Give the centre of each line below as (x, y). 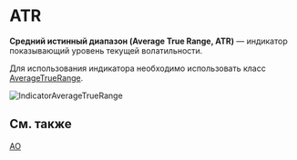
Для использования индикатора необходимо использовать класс (138, 68)
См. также (41, 124)
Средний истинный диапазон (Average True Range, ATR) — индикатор (149, 41)
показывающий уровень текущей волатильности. (106, 50)
